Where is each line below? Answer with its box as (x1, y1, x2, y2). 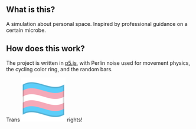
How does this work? (6, 44, 85, 54)
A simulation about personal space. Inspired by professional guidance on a (6, 20, 188, 27)
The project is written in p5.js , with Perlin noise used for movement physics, (6, 59, 191, 67)
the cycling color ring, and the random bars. (6, 65, 113, 72)
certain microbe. (6, 27, 46, 34)
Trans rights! (6, 116, 83, 123)
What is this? (6, 5, 55, 15)
